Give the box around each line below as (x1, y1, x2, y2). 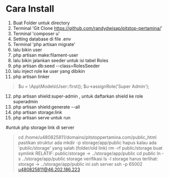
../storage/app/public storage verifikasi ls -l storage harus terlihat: (22, 155, 158, 162)
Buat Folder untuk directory (13, 20, 70, 26)
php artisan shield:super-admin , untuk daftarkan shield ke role (13, 93, 143, 99)
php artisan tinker (13, 73, 50, 79)
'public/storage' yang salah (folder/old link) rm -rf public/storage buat (18, 145, 163, 151)
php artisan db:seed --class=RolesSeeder (13, 63, 100, 69)
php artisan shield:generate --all (13, 104, 80, 110)
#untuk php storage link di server (6, 124, 74, 130)
